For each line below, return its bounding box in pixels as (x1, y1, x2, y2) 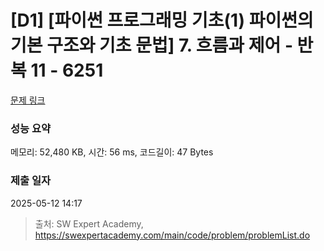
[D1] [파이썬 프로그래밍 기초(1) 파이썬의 (10, 9, 314, 32)
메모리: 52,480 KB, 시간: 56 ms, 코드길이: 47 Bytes (10, 146, 214, 158)
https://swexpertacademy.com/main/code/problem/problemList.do (34, 229, 311, 241)
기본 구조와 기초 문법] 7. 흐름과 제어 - (10, 34, 293, 57)
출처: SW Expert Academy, (34, 217, 144, 230)
